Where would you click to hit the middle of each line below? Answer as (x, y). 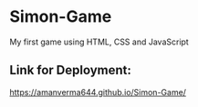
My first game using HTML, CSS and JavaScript (99, 42)
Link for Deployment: (71, 70)
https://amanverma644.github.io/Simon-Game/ (98, 92)
